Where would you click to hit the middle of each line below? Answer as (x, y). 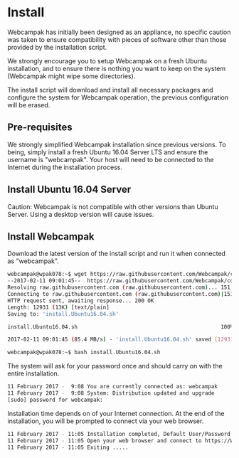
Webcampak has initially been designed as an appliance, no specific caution (119, 32)
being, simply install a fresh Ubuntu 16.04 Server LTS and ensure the (108, 152)
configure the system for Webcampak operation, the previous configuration (118, 97)
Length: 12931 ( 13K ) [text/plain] (59, 307)
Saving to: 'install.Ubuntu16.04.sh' (63, 314)
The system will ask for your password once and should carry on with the (115, 366)
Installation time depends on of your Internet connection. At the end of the (116, 413)
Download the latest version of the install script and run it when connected (117, 254)
